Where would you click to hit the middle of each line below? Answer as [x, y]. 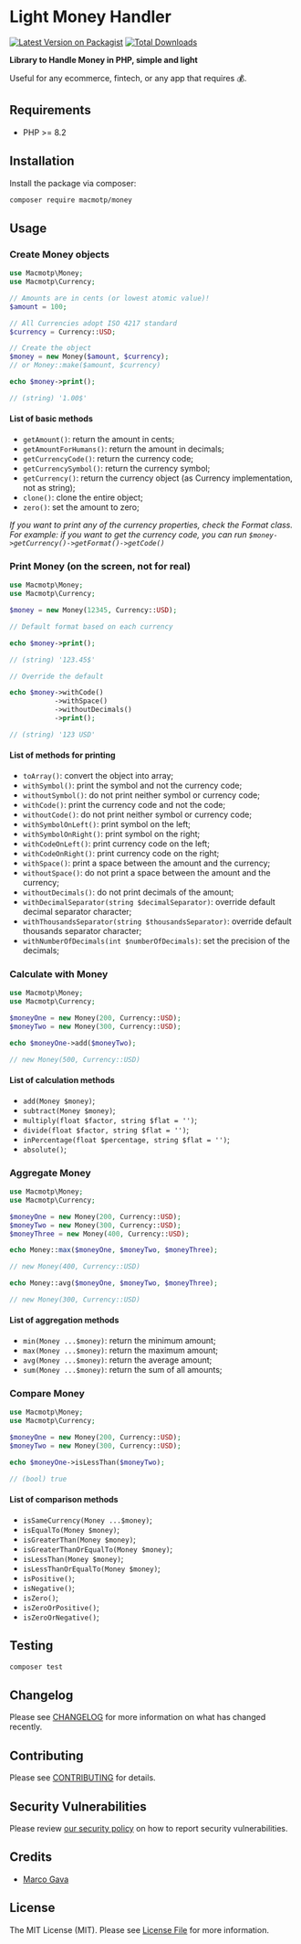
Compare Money [47, 1393]
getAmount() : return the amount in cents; [99, 439]
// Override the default [57, 676]
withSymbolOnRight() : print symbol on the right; [111, 834]
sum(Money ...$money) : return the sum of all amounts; [122, 1370]
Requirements [50, 110]
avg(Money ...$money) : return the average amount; [117, 1360]
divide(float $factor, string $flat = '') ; [106, 1130]
